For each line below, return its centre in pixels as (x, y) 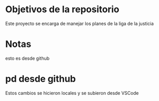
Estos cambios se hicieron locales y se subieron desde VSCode (72, 93)
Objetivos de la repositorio (62, 9)
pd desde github (41, 79)
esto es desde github (28, 58)
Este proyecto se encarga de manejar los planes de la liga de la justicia (79, 23)
